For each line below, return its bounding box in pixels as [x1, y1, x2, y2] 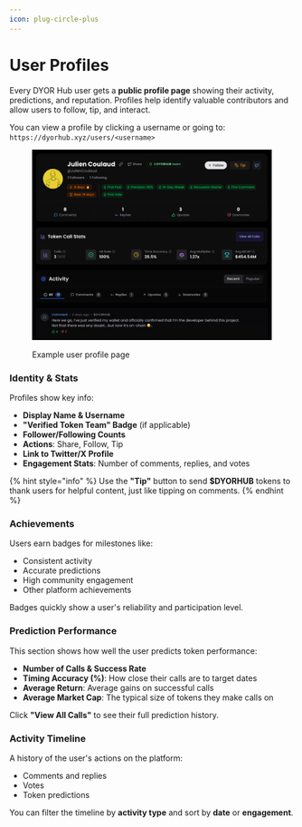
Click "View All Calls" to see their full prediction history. [9, 709, 220, 720]
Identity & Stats [9, 372, 79, 384]
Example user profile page [32, 349, 130, 360]
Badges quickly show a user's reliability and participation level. [9, 602, 244, 613]
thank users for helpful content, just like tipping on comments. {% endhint [9, 485, 284, 496]
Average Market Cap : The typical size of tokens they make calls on [22, 692, 274, 703]
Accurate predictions [22, 565, 101, 576]
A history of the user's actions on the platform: [9, 753, 184, 764]
